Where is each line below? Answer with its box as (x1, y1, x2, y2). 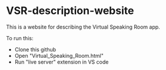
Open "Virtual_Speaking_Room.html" (14, 52, 104, 59)
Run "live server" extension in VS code (14, 58, 109, 65)
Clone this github (14, 45, 57, 53)
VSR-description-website (6, 4, 134, 17)
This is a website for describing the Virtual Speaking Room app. (6, 23, 160, 30)
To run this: (6, 34, 34, 41)
